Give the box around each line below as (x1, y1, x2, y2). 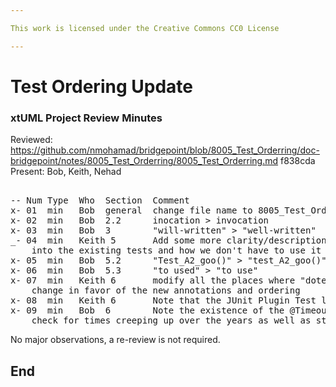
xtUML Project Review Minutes (10, 111, 163, 125)
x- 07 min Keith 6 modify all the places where (10, 275, 296, 286)
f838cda (280, 155, 316, 167)
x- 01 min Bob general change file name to (10, 205, 253, 216)
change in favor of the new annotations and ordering (31, 285, 301, 296)
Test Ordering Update (10, 75, 193, 98)
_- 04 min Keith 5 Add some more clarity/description (10, 235, 327, 246)
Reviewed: (10, 134, 53, 146)
